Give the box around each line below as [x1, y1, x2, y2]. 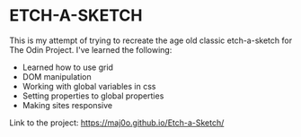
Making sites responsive [22, 99, 113, 110]
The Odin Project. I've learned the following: [9, 44, 173, 55]
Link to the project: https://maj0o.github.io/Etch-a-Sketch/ [9, 117, 225, 128]
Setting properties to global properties [22, 90, 164, 101]
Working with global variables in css [22, 81, 156, 91]
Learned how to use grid [22, 62, 114, 73]
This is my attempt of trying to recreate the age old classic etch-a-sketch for [9, 35, 293, 46]
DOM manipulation [22, 71, 92, 81]
